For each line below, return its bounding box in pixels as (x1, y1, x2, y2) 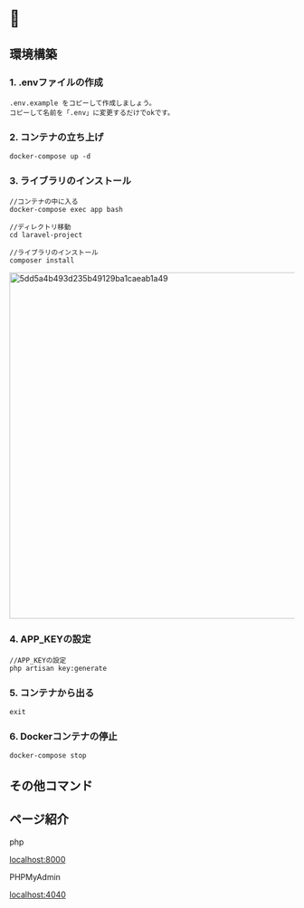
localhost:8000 (9, 854, 66, 865)
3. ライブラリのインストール (9, 175, 132, 187)
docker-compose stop (9, 751, 88, 760)
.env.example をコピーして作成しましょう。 (9, 99, 157, 108)
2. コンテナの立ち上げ (9, 130, 104, 143)
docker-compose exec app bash (9, 205, 124, 215)
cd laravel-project (9, 231, 83, 240)
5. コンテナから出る (9, 686, 95, 699)
